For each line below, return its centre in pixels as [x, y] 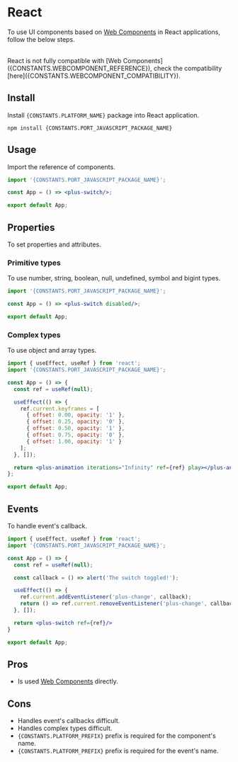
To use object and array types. [52, 351]
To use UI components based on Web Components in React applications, [114, 32]
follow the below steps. [41, 39]
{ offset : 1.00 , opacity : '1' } [74, 441]
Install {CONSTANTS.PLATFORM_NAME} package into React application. [103, 115]
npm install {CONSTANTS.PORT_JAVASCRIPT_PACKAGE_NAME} [90, 128]
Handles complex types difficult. [65, 728]
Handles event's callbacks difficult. [69, 721]
